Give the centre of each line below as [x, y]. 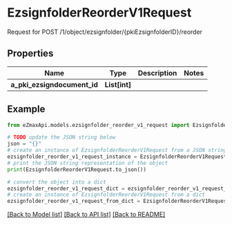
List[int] [118, 84]
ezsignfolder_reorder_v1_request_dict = [66, 188]
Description [157, 72]
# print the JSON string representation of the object [88, 163]
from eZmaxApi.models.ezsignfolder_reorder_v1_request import [98, 125]
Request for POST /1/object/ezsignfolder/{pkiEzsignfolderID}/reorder [105, 32]
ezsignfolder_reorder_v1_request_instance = [72, 157]
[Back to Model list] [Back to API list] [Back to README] [86, 215]
